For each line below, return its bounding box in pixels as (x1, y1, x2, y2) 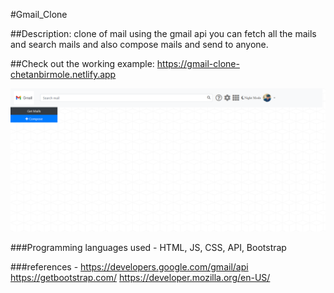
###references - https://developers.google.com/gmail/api (10, 261, 249, 273)
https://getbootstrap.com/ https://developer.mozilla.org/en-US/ (10, 272, 271, 284)
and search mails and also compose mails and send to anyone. (10, 39, 269, 50)
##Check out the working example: (10, 58, 155, 69)
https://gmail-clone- (156, 58, 240, 69)
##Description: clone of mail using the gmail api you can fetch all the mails (10, 28, 317, 39)
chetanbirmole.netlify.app (10, 69, 117, 80)
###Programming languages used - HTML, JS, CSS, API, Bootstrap (10, 242, 287, 254)
